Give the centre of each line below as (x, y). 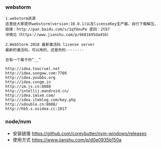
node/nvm (18, 122)
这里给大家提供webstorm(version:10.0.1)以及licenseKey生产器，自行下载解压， (82, 24)
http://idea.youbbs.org (30, 78)
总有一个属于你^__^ (23, 60)
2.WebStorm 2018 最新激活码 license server (50, 45)
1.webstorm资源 (21, 19)
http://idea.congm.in (28, 82)
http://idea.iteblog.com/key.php (41, 100)
